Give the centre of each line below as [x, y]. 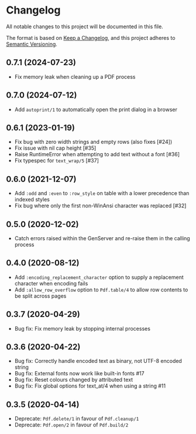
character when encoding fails [51, 283]
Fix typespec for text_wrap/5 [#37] [57, 161]
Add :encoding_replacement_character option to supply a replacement [99, 277]
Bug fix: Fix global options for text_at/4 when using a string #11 [90, 386]
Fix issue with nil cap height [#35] [55, 148]
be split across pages [40, 296]
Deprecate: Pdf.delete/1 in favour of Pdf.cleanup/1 [77, 419]
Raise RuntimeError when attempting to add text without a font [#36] [97, 154]
